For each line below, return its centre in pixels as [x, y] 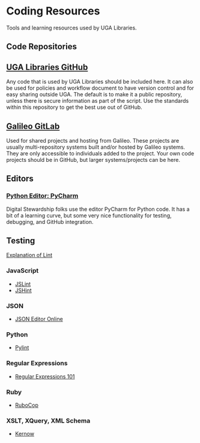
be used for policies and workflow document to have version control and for [100, 88]
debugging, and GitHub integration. [50, 221]
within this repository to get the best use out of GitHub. [74, 107]
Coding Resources [53, 11]
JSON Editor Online [39, 319]
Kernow [25, 434]
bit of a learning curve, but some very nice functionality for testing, [89, 215]
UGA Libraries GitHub [47, 67]
